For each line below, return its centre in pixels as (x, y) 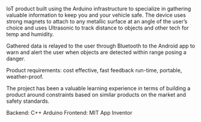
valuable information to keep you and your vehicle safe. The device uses (96, 15)
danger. (16, 59)
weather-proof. (25, 77)
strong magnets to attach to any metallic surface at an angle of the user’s (97, 21)
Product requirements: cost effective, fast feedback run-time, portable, (94, 70)
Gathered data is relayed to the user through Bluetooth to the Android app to (101, 46)
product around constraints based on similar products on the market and (96, 95)
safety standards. (28, 101)
